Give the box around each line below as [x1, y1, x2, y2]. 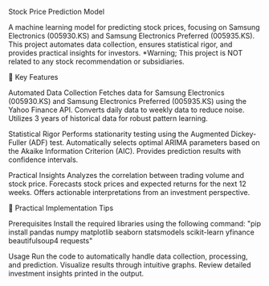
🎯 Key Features [8, 73, 59, 81]
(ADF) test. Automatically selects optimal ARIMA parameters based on [28, 138, 261, 147]
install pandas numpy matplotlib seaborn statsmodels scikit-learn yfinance [8, 227, 255, 237]
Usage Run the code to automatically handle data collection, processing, [8, 251, 248, 261]
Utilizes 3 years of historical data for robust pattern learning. [8, 114, 209, 123]
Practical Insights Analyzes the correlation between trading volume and [8, 171, 245, 180]
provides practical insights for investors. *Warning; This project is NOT [8, 48, 243, 57]
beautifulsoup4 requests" [8, 236, 93, 245]
